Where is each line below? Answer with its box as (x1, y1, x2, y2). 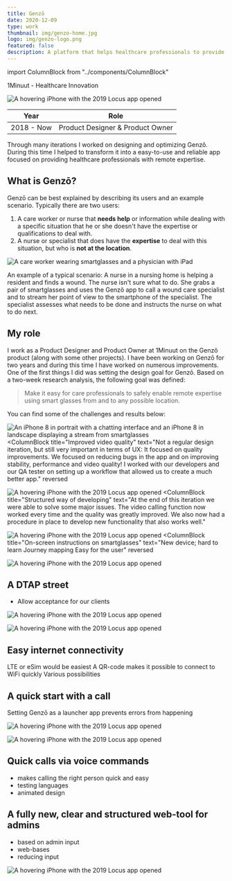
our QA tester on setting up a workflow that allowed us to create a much (7, 467, 213, 475)
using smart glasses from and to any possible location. (24, 396, 180, 404)
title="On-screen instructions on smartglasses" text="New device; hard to (7, 538, 219, 546)
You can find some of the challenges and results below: (7, 409, 166, 418)
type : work (7, 23, 39, 30)
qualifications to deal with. (17, 229, 93, 238)
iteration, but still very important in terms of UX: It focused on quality (7, 445, 203, 454)
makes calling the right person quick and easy (17, 774, 149, 782)
